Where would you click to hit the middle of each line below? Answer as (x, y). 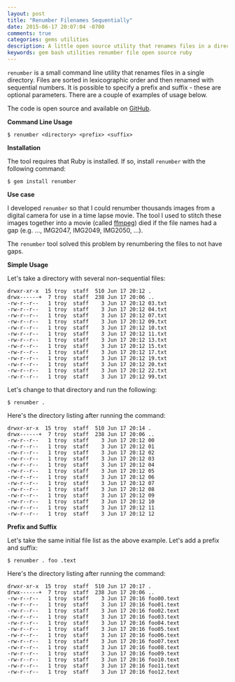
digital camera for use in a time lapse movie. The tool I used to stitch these (114, 215)
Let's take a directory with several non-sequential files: (86, 278)
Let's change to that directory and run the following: (82, 389)
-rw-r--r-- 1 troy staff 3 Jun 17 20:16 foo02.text (93, 611)
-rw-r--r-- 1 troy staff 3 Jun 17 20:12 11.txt (87, 334)
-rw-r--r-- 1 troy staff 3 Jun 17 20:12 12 (81, 514)
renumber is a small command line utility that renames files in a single (106, 72)
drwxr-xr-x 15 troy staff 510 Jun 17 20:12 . (79, 291)
